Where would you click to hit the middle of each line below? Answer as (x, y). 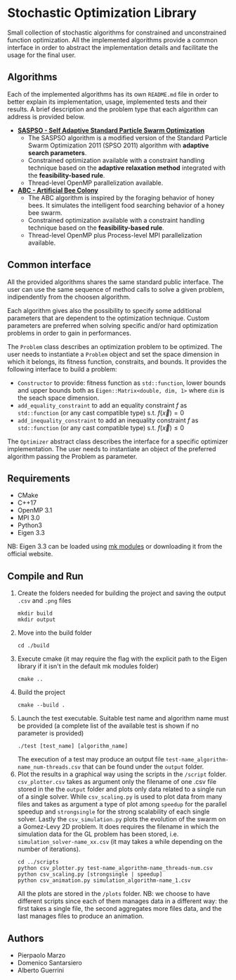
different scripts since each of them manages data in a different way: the (123, 901)
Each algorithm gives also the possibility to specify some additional (104, 310)
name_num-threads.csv (49, 767)
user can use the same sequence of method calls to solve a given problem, (116, 289)
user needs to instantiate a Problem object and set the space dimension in (113, 354)
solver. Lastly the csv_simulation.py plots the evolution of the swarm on (122, 819)
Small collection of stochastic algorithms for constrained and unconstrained (117, 32)
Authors (26, 938)
